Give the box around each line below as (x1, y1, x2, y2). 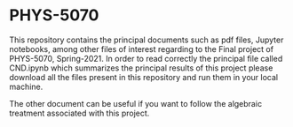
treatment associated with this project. (9, 108, 150, 118)
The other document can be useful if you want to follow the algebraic (9, 98, 263, 108)
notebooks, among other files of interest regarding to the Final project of (9, 43, 273, 54)
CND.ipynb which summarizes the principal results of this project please (9, 63, 273, 73)
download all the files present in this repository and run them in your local (9, 71, 278, 82)
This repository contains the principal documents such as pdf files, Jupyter (9, 34, 284, 45)
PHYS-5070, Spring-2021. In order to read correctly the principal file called (9, 53, 283, 63)
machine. (9, 81, 44, 92)
